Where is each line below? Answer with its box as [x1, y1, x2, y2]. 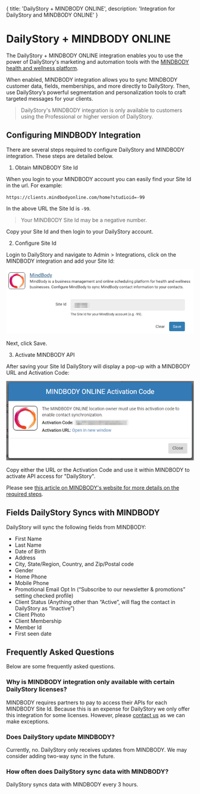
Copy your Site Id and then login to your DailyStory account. [6, 228, 154, 235]
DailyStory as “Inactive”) [14, 605, 75, 612]
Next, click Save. [6, 340, 48, 347]
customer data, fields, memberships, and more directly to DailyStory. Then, [6, 82, 190, 89]
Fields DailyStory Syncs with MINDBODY [6, 507, 160, 518]
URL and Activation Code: [6, 369, 70, 376]
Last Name [14, 541, 42, 549]
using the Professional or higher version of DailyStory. [20, 113, 154, 120]
